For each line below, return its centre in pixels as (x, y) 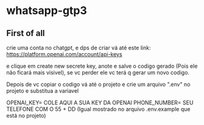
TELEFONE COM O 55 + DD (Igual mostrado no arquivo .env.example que (98, 109)
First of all (26, 33)
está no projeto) (26, 116)
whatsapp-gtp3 (47, 11)
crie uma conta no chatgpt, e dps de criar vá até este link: (79, 48)
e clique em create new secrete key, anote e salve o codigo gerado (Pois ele (102, 66)
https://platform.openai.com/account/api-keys (65, 54)
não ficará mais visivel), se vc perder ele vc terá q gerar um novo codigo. (98, 73)
